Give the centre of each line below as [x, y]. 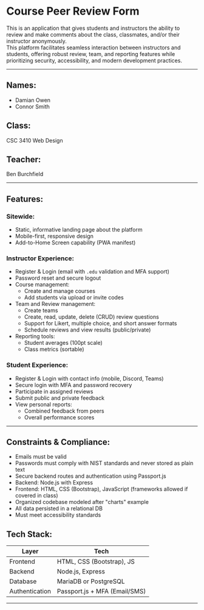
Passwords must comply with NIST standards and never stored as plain [104, 463]
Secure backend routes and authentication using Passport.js [90, 476]
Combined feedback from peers [64, 411]
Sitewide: [21, 216]
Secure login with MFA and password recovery [73, 385]
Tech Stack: [29, 534]
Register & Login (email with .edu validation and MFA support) [92, 272]
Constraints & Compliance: [58, 442]
